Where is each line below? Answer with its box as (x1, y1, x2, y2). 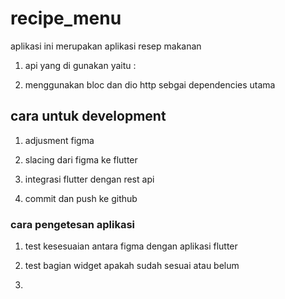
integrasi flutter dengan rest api (24, 173, 155, 185)
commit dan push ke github (24, 192, 138, 204)
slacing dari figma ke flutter (24, 153, 138, 166)
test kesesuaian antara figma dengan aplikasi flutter (24, 240, 238, 252)
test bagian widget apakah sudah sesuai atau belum (24, 260, 240, 272)
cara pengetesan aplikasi (10, 217, 135, 231)
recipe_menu (10, 7, 122, 30)
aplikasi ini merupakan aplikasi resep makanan (10, 40, 202, 52)
